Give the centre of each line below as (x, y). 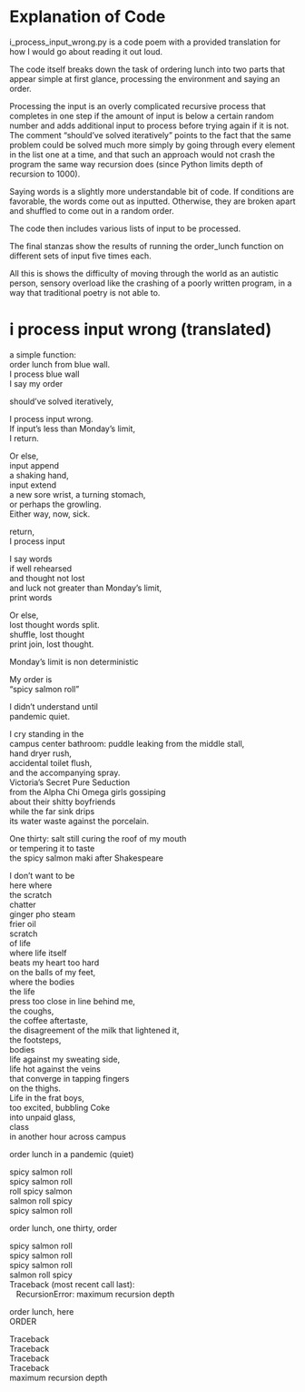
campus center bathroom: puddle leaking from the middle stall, (127, 743)
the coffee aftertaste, (49, 1020)
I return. (24, 438)
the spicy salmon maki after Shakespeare (86, 858)
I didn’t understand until (54, 706)
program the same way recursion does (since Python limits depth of (136, 164)
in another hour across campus (68, 1136)
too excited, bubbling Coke (60, 1107)
